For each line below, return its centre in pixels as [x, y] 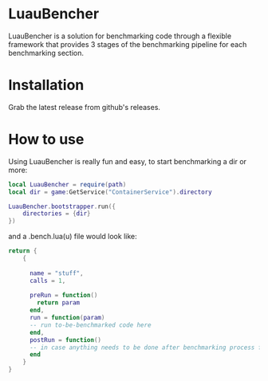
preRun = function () [63, 296]
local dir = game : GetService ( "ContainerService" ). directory [110, 192]
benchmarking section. [46, 53]
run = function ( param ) [67, 318]
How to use [46, 139]
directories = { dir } [57, 214]
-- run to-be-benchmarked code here [90, 325]
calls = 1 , [47, 281]
